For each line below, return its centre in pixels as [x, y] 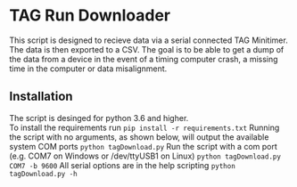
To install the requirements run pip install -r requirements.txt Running [144, 127]
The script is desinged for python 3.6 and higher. [99, 118]
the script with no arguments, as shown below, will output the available [139, 137]
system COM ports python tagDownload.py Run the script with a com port [144, 146]
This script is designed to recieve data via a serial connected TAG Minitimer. [148, 40]
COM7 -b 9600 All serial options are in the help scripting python [123, 165]
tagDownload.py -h [43, 174]
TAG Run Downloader [90, 16]
